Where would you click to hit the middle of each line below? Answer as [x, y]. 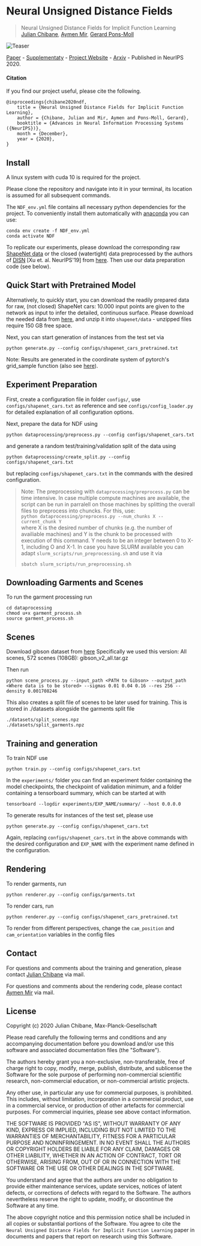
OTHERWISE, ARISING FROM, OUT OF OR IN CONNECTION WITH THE [94, 1162]
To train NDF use [27, 758]
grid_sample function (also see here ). [52, 366]
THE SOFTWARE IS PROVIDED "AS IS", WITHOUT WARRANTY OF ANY [94, 1124]
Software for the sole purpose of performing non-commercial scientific [94, 1075]
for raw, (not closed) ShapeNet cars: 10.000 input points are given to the [95, 306]
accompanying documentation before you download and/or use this [90, 1044]
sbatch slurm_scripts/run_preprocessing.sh [76, 564]
